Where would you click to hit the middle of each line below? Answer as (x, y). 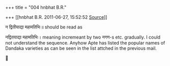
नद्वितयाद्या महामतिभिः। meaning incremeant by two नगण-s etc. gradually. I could (83, 37)
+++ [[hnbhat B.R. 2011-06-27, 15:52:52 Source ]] (56, 17)
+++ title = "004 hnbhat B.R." (36, 7)
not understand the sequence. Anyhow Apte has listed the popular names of (85, 43)
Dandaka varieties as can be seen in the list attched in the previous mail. (81, 48)
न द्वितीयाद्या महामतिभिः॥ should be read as (44, 27)
